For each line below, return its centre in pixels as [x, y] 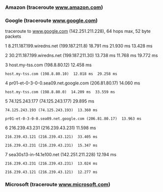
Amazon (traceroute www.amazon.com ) [54, 7]
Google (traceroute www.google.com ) [52, 20]
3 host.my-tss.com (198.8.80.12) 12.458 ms [48, 65]
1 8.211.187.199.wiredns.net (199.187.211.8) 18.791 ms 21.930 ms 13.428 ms [79, 46]
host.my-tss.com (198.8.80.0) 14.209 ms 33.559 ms [60, 92]
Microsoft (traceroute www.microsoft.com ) [58, 185]
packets [13, 36]
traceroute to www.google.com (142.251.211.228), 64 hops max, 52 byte [78, 31]
